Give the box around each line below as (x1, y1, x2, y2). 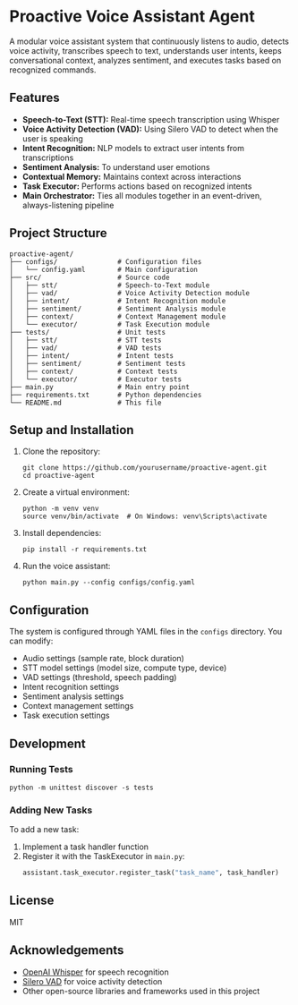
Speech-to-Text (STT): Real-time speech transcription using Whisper (21, 114, 280, 124)
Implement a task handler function (21, 841, 149, 852)
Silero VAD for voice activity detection (21, 975, 163, 986)
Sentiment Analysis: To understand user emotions (21, 161, 210, 172)
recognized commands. (9, 64, 97, 75)
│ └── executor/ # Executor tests (9, 374, 182, 384)
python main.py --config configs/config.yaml (21, 578, 195, 587)
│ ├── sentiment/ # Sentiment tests (9, 359, 186, 368)
